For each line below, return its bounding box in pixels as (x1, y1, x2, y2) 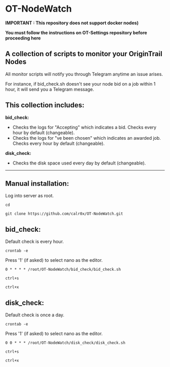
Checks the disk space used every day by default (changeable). (12, 160, 146, 166)
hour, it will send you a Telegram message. (5, 86, 95, 92)
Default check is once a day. (5, 312, 65, 318)
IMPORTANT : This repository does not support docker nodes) (5, 20, 139, 26)
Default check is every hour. (5, 238, 64, 244)
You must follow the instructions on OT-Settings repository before (5, 29, 148, 35)
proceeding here (5, 35, 41, 41)
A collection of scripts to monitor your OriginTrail (5, 50, 163, 58)
